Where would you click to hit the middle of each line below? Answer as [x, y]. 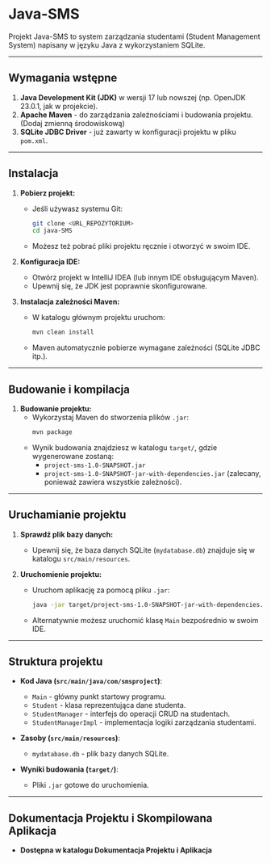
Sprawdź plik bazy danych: [67, 534]
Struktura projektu [56, 661]
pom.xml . [34, 140]
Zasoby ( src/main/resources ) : [70, 738]
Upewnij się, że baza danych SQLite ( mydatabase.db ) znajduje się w [144, 549]
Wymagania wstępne [63, 78]
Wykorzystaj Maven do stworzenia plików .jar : [110, 417]
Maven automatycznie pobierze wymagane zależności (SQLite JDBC [146, 347]
